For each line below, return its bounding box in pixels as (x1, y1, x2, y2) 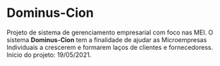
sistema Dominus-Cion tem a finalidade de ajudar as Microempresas (6, 35, 207, 44)
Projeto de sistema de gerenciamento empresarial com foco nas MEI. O (6, 28, 214, 37)
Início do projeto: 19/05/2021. (6, 51, 92, 59)
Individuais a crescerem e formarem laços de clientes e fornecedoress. (6, 43, 214, 51)
